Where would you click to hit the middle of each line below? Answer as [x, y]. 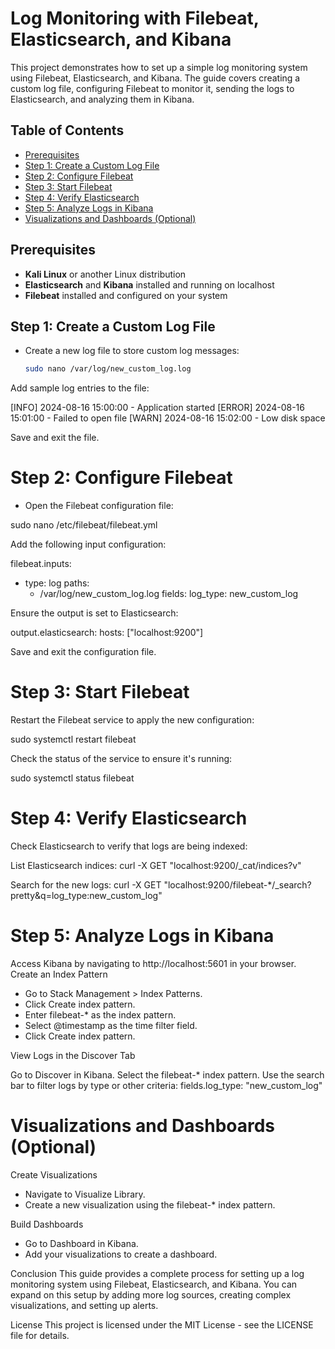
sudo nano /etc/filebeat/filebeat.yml [84, 525]
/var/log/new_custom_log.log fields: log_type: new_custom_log [169, 594]
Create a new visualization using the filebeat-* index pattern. [150, 1204]
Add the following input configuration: [88, 544]
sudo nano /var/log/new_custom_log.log [108, 369]
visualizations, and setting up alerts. [84, 1305]
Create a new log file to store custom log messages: [132, 351]
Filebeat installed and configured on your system [126, 295]
